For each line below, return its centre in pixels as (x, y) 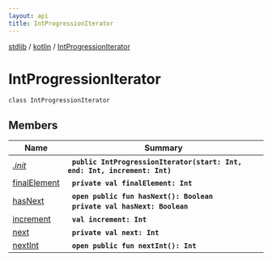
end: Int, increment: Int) (119, 171)
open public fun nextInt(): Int (134, 246)
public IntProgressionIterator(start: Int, (157, 162)
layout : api (28, 16)
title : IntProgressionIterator (61, 23)
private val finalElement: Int (132, 183)
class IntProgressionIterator (59, 101)
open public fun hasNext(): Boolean (142, 196)
